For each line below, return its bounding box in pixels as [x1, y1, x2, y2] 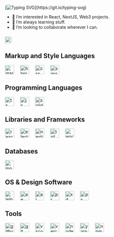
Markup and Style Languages [5, 52, 95, 60]
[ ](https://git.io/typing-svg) [5, 5, 87, 10]
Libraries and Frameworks [5, 115, 85, 124]
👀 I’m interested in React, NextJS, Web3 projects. [12, 14, 110, 19]
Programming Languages [5, 84, 83, 92]
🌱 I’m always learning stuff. [12, 19, 66, 25]
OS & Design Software [5, 178, 73, 186]
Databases [5, 147, 38, 155]
